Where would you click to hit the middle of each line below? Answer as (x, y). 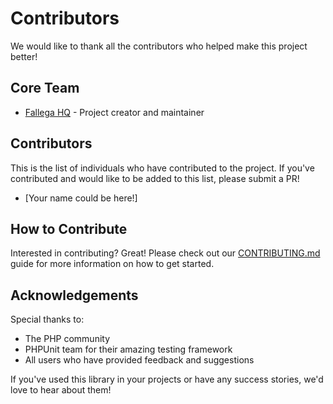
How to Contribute (69, 228)
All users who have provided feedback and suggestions (139, 360)
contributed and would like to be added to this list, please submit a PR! (155, 178)
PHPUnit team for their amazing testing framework (128, 349)
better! (24, 56)
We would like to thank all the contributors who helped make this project (159, 46)
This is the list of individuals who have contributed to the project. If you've (162, 168)
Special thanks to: (47, 319)
